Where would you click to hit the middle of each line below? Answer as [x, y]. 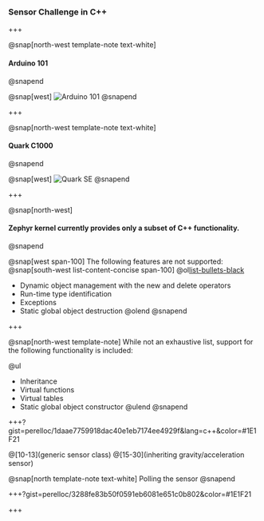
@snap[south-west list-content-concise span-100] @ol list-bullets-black [126, 269]
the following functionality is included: [71, 350]
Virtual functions [47, 389]
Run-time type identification [66, 293]
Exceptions [38, 302]
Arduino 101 [28, 63]
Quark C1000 [31, 145]
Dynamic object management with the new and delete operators [125, 285]
